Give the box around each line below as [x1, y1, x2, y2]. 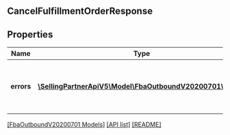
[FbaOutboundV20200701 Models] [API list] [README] [7, 121, 162, 129]
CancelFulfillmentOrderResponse [7, 5, 153, 17]
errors [10, 82, 31, 91]
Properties [7, 29, 53, 40]
